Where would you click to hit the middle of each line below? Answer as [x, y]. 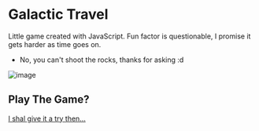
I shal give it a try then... [47, 118]
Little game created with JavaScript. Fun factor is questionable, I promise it [129, 36]
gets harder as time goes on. [55, 44]
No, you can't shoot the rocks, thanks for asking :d [102, 60]
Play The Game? [49, 100]
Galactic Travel [58, 15]
